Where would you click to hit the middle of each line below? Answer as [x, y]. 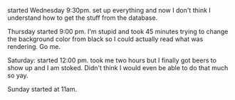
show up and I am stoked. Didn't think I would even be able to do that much [118, 68]
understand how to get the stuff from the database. [83, 18]
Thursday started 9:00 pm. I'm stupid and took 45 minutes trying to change [118, 32]
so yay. [18, 75]
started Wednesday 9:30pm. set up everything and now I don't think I [109, 10]
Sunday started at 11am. [42, 89]
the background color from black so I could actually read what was [105, 39]
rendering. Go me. [34, 46]
